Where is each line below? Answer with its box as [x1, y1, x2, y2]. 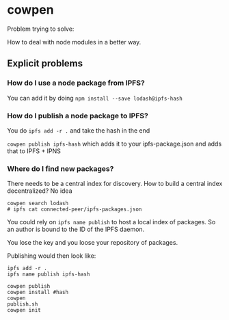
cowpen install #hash [7, 289, 69, 296]
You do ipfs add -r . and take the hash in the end [7, 126, 150, 135]
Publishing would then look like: [7, 252, 96, 260]
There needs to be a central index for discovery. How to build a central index [7, 180, 223, 188]
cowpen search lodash [7, 200, 69, 207]
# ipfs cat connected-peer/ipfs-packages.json [7, 206, 142, 213]
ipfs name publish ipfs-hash [7, 271, 90, 278]
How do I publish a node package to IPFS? [7, 111, 148, 120]
